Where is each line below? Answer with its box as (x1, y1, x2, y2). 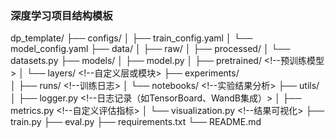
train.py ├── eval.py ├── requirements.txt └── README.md (10, 116, 262, 128)
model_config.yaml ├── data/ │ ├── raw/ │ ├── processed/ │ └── (10, 43, 291, 55)
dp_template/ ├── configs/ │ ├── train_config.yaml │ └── (10, 32, 253, 44)
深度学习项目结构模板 (10, 8, 113, 22)
